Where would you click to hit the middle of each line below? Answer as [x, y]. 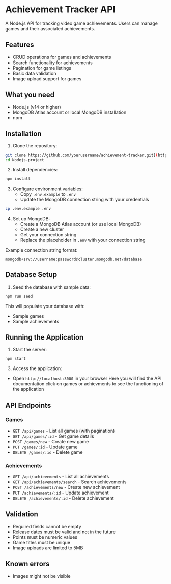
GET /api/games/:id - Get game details [53, 436]
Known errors [27, 564]
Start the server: [30, 350]
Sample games [28, 316]
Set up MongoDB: [31, 218]
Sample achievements [36, 321]
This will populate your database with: [45, 306]
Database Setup [31, 275]
